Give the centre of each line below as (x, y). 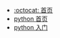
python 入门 (31, 27)
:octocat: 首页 (33, 10)
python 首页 (31, 19)
